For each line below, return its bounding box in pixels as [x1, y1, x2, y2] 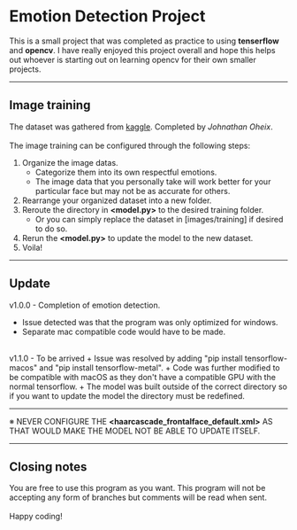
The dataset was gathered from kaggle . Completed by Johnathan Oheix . [9, 121, 273, 132]
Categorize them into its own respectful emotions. [34, 167, 217, 177]
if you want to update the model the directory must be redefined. [9, 390, 246, 401]
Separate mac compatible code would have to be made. [21, 326, 226, 337]
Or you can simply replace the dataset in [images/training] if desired [34, 214, 284, 224]
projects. [9, 64, 42, 74]
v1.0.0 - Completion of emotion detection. [9, 300, 161, 310]
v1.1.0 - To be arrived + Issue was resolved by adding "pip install [9, 353, 243, 363]
